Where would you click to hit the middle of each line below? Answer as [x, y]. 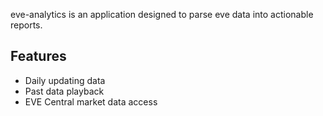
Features [38, 56]
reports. [26, 25]
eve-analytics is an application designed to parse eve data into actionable [162, 14]
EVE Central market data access [91, 101]
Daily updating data [65, 80]
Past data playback [64, 91]
